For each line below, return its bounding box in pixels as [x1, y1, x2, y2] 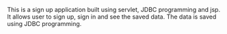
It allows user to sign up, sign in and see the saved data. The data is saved [7, 13, 217, 21]
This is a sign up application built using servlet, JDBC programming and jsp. [7, 6, 221, 13]
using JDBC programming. [7, 20, 82, 27]
